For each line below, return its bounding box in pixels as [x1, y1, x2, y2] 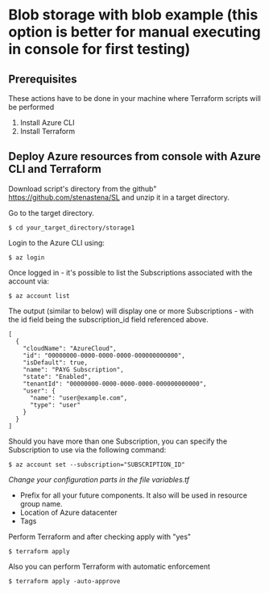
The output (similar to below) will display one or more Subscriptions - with [8, 305, 254, 316]
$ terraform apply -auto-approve [8, 577, 121, 585]
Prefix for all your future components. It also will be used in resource [19, 490, 248, 500]
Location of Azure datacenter [19, 507, 118, 517]
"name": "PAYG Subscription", [23, 365, 125, 373]
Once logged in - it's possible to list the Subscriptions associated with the [8, 267, 253, 277]
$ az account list [8, 292, 70, 300]
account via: [8, 276, 50, 286]
